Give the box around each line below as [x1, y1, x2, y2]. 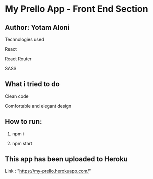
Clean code [5, 93, 29, 99]
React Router [5, 56, 32, 62]
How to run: [5, 117, 42, 126]
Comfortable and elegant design [5, 103, 72, 109]
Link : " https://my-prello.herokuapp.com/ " [5, 168, 91, 174]
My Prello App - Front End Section [5, 3, 148, 15]
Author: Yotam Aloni [5, 23, 70, 32]
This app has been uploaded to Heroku [5, 155, 128, 163]
